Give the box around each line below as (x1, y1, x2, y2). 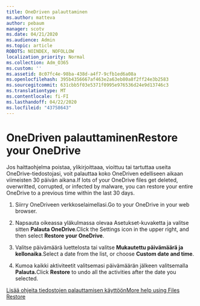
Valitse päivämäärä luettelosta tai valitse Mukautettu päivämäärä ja (15, 244, 184, 251)
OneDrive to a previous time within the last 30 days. (6, 189, 135, 197)
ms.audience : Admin (6, 37, 56, 43)
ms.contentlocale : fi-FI (6, 93, 69, 99)
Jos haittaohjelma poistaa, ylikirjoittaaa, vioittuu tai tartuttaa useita (6, 164, 171, 171)
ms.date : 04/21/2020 (6, 32, 59, 38)
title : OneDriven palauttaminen (6, 8, 88, 15)
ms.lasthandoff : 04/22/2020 (6, 99, 77, 105)
